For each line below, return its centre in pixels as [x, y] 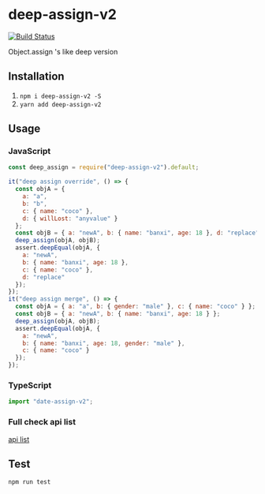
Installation [36, 77]
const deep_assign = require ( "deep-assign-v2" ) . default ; [104, 167]
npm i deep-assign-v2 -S [60, 96]
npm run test [30, 482]
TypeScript [30, 385]
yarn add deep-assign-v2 [60, 104]
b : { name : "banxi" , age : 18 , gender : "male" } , [104, 343]
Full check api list [42, 422]
